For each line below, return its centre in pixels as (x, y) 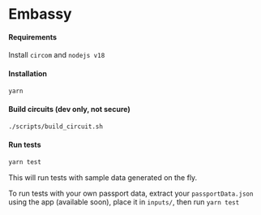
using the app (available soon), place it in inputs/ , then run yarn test (124, 202)
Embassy (40, 14)
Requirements (33, 37)
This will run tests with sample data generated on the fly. (103, 177)
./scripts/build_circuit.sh (56, 127)
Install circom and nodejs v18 (57, 55)
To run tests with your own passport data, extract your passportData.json (131, 193)
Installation (28, 73)
